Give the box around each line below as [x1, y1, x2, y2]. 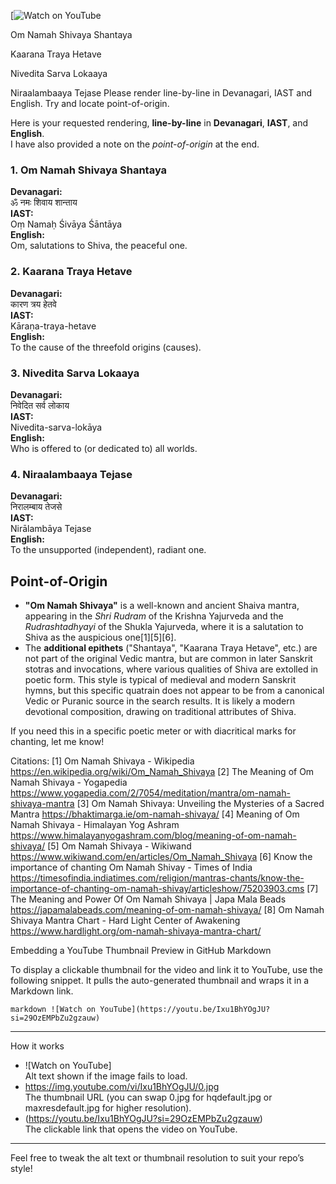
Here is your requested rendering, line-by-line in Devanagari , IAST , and [10, 117, 309, 129]
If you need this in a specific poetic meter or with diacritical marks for [10, 725, 297, 737]
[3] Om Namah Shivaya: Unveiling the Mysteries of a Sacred [76, 798, 325, 809]
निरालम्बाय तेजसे [10, 501, 63, 513]
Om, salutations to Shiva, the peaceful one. [10, 240, 188, 252]
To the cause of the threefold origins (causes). [10, 341, 202, 353]
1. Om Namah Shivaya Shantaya [10, 163, 168, 177]
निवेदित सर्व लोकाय [10, 399, 70, 411]
